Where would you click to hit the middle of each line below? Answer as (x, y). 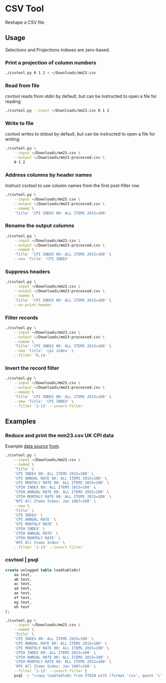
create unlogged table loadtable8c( (43, 570)
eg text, (23, 602)
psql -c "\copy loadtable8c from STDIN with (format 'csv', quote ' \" (88, 676)
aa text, (23, 575)
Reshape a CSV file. (25, 22)
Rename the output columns (40, 226)
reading (13, 101)
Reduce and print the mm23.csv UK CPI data (60, 435)
